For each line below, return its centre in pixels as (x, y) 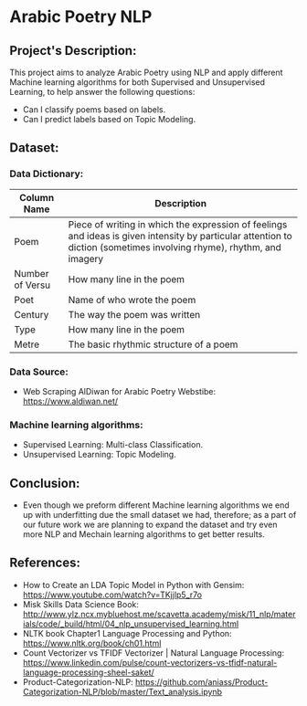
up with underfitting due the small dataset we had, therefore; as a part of (159, 515)
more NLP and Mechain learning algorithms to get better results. (143, 534)
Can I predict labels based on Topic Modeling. (109, 119)
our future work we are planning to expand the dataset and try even (150, 525)
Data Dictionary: (47, 174)
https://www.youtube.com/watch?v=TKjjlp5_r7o (112, 595)
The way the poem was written (134, 314)
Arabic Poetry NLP (81, 17)
